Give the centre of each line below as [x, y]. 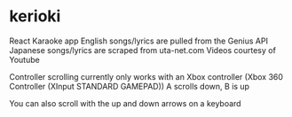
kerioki [35, 16]
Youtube [24, 59]
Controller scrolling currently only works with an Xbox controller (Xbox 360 [146, 76]
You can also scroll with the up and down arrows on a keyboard [125, 103]
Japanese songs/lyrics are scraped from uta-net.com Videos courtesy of [143, 50]
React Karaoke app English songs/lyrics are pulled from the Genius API [139, 41]
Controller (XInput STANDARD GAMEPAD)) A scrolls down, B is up [130, 86]
